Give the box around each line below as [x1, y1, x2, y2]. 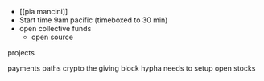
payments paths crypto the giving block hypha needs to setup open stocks [7, 63, 256, 73]
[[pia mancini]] [19, 7, 68, 16]
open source [31, 32, 74, 42]
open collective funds [19, 24, 92, 33]
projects [7, 48, 35, 57]
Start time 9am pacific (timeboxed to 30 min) [19, 15, 168, 25]
